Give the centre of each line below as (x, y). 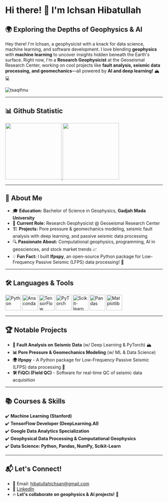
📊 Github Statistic (34, 111)
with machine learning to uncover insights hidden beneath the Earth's (77, 54)
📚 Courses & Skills (35, 401)
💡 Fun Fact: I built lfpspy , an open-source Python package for (77, 256)
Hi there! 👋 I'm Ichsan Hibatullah (73, 10)
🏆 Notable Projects (36, 330)
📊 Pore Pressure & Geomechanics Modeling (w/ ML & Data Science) (84, 353)
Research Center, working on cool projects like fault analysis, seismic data (83, 65)
